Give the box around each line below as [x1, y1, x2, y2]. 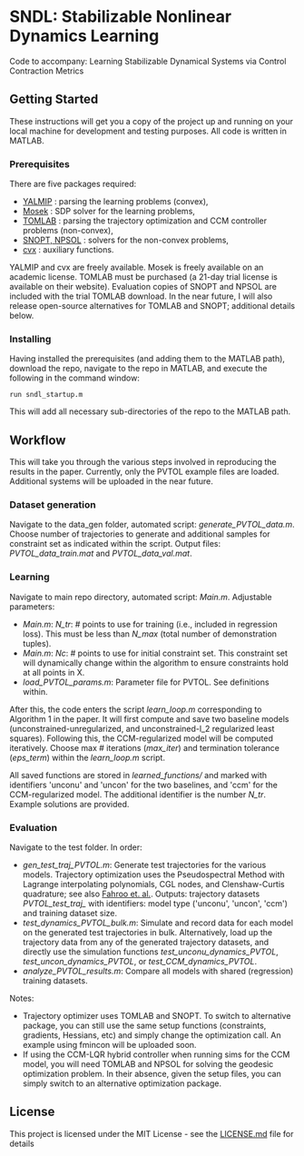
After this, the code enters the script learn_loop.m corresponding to [9, 704, 262, 715]
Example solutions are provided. [9, 798, 130, 809]
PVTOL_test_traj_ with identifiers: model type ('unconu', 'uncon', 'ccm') [22, 898, 289, 909]
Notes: [9, 993, 34, 1004]
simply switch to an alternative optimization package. [22, 1078, 222, 1089]
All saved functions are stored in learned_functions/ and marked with [9, 769, 268, 780]
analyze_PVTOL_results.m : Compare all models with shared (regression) [22, 965, 294, 977]
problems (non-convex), [22, 225, 113, 236]
